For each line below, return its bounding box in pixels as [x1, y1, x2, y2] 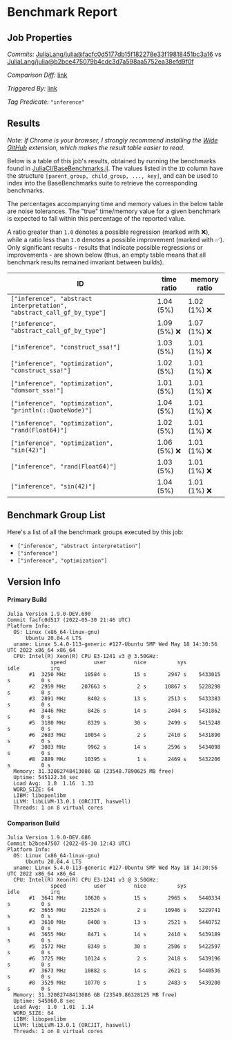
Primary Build [7, 595, 47, 603]
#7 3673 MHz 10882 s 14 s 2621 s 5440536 [28, 967, 221, 974]
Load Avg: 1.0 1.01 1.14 [13, 1004, 95, 1011]
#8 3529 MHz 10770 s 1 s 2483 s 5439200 [28, 980, 221, 987]
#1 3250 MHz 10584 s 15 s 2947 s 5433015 [28, 671, 221, 678]
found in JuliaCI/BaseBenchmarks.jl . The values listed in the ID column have [7, 164, 224, 172]
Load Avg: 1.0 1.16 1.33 [13, 780, 95, 787]
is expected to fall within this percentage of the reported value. [7, 214, 186, 222]
